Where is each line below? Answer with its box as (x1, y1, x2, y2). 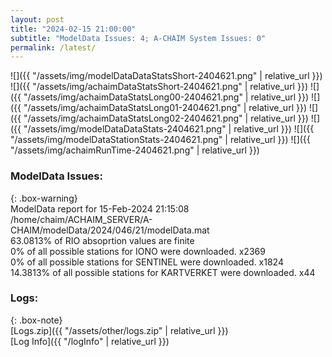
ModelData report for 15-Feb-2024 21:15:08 (10, 202, 190, 215)
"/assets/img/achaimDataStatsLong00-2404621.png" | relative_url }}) (23, 91, 310, 103)
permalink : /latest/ (10, 42, 97, 53)
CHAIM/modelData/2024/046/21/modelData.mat (10, 224, 210, 236)
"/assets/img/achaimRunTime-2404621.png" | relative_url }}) (10, 144, 260, 156)
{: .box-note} (10, 314, 63, 326)
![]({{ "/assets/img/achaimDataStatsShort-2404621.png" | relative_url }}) (10, 81, 308, 93)
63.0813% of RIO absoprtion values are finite (10, 234, 195, 246)
